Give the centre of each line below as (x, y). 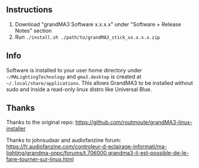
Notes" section (33, 30)
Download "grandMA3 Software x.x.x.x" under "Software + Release (98, 24)
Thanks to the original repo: (40, 123)
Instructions (29, 10)
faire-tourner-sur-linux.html (40, 159)
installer (16, 129)
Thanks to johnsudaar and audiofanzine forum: (64, 140)
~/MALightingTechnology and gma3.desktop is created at (74, 77)
